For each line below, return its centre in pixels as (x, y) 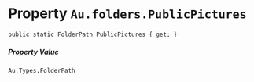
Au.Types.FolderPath (42, 70)
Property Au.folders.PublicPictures (127, 14)
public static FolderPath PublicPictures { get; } (93, 34)
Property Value (33, 52)
